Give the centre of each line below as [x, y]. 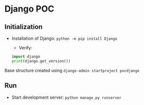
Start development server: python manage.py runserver [66, 97]
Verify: [25, 48]
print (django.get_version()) [41, 61]
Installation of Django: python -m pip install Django [64, 38]
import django [26, 57]
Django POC [29, 9]
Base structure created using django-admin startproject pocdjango [72, 70]
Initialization [24, 27]
